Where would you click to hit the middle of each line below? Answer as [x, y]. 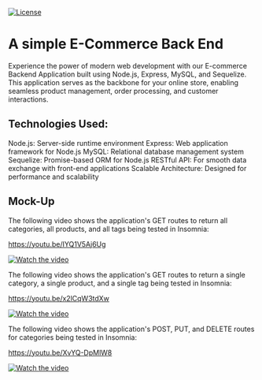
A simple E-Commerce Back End [116, 44]
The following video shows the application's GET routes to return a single [127, 274]
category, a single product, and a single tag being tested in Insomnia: [120, 283]
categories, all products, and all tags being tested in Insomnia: [109, 229]
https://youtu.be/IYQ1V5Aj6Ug [57, 244]
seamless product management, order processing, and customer [113, 91]
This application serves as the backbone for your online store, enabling [123, 82]
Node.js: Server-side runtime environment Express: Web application [118, 143]
